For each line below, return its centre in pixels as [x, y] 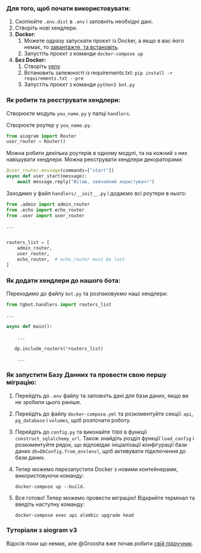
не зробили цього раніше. [48, 402]
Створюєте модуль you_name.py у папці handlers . [69, 113]
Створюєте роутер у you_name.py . [49, 125]
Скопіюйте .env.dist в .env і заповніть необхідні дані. [84, 22]
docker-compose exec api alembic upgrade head [74, 515]
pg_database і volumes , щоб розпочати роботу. [73, 420]
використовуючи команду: [49, 475]
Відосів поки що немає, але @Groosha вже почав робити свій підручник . [100, 543]
